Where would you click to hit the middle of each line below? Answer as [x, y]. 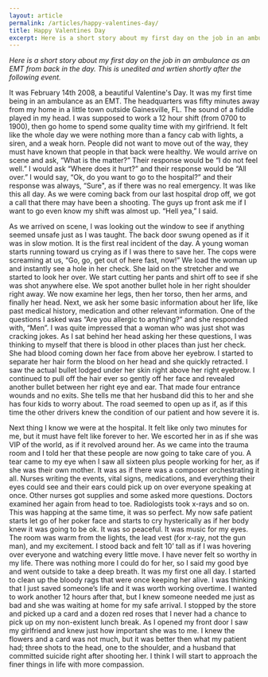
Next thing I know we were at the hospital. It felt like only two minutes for [128, 428]
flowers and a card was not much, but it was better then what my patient [128, 639]
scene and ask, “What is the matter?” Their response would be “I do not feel [133, 161]
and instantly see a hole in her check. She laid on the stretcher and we [124, 269]
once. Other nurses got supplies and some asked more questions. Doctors [131, 496]
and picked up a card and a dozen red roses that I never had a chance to [128, 614]
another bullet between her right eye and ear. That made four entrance [125, 387]
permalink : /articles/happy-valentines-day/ [84, 23]
